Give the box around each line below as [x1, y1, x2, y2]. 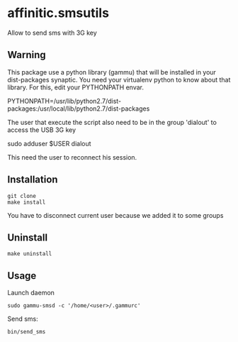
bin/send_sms [7, 329, 46, 336]
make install [7, 199, 46, 206]
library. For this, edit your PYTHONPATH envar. [7, 83, 144, 92]
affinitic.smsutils [7, 5, 110, 21]
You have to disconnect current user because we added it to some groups [7, 211, 224, 219]
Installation [7, 174, 58, 186]
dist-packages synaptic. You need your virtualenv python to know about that [7, 75, 231, 84]
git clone [7, 192, 37, 199]
